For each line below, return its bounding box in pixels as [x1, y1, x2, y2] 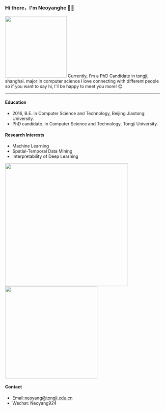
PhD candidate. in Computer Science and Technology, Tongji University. [12, 120, 158, 126]
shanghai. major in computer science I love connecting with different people [5, 78, 159, 84]
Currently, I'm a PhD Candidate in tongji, [67, 73, 149, 79]
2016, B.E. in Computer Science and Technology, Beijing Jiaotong [12, 110, 145, 116]
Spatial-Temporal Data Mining [12, 148, 73, 154]
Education [5, 99, 27, 105]
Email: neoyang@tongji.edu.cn [12, 395, 73, 401]
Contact [5, 384, 22, 390]
